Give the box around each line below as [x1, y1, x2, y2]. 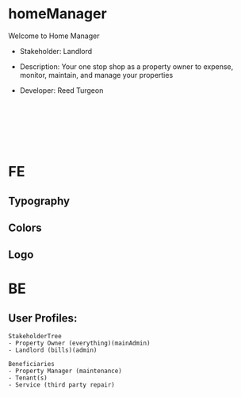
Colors [8, 221, 42, 234]
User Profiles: [8, 311, 78, 325]
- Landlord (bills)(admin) [8, 346, 98, 354]
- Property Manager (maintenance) [8, 367, 123, 376]
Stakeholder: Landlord [19, 46, 93, 56]
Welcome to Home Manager [8, 31, 100, 40]
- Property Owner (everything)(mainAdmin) [8, 339, 151, 348]
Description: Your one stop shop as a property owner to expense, [19, 61, 234, 71]
